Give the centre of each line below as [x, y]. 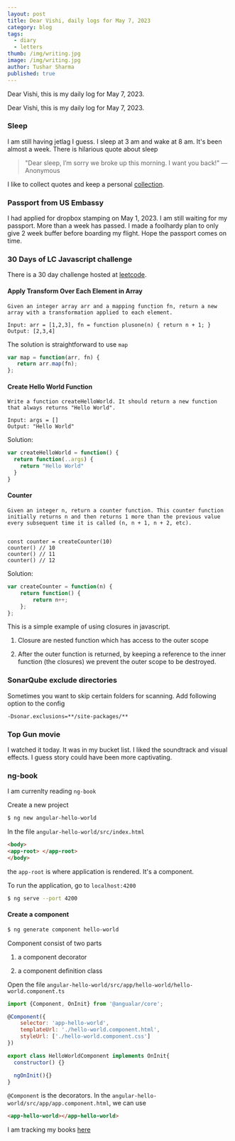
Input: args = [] [33, 421]
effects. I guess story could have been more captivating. [90, 757]
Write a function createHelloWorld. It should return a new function [113, 402]
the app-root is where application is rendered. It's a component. [100, 871]
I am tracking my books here [49, 1130]
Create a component [38, 915]
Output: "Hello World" [41, 427]
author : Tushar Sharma [41, 67]
